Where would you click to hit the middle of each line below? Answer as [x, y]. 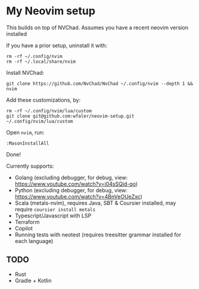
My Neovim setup [51, 11]
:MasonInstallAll [28, 143]
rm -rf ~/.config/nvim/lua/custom [49, 111]
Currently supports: [30, 166]
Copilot [24, 228]
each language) [34, 241]
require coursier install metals [55, 209]
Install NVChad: [25, 72]
